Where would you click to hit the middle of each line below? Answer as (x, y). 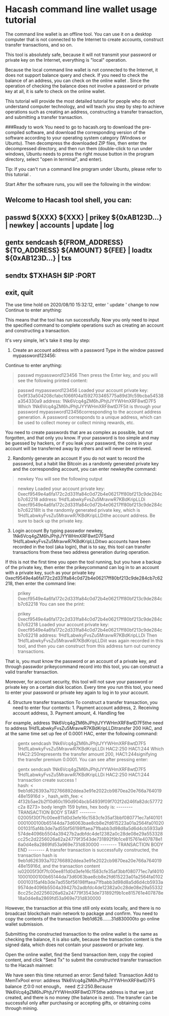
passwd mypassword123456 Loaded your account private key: (83, 390)
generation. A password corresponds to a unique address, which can (89, 417)
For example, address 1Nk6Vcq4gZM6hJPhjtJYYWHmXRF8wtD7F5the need (84, 723)
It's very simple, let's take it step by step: (48, 340)
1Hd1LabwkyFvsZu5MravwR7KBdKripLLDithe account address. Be (86, 516)
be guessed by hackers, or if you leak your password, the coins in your (79, 443)
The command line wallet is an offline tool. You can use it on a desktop (79, 34)
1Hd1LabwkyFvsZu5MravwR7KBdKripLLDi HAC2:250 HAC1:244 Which (91, 749)
